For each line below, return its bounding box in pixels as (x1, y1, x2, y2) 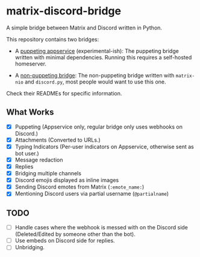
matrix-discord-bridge (6, 4, 122, 18)
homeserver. (14, 60, 47, 67)
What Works (6, 107, 54, 118)
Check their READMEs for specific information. (6, 89, 122, 97)
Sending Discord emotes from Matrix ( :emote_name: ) (14, 183, 145, 190)
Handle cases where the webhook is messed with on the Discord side (14, 224, 189, 231)
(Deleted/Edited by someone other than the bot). (14, 231, 136, 238)
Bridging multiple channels (14, 170, 81, 177)
